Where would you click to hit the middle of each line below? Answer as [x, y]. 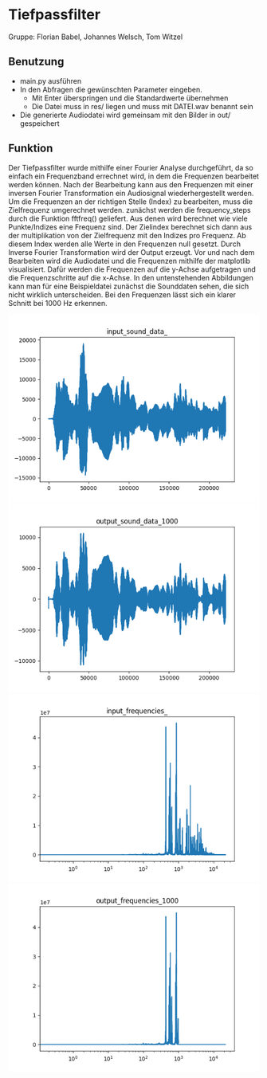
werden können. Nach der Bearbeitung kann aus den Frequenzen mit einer [131, 184]
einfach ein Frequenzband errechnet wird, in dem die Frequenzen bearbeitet [133, 176]
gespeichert [39, 123]
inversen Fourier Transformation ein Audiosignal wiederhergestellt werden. [131, 193]
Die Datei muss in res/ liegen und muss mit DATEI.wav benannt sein [142, 106]
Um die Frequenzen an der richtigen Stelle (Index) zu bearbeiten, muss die [131, 202]
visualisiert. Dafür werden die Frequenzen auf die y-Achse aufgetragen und [132, 269]
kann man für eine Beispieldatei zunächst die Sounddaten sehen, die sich [129, 286]
